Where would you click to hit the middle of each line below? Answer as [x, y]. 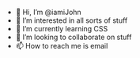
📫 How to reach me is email [62, 46]
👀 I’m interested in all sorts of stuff [72, 20]
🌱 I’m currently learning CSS [62, 29]
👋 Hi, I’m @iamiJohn [48, 12]
